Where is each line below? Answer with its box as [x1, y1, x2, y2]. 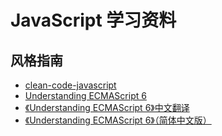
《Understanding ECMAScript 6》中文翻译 [24, 102, 190, 113]
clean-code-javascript [24, 79, 117, 91]
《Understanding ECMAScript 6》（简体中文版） [24, 114, 212, 126]
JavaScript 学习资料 [10, 9, 177, 32]
